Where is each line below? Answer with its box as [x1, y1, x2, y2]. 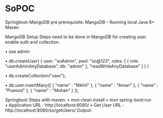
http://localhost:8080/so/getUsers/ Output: [5, 107, 92, 113]
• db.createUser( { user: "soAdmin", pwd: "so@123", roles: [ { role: [5, 58, 139, 64]
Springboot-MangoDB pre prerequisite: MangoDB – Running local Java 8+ [5, 19, 155, 25]
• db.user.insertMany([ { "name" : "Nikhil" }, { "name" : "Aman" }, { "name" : [5, 82, 159, 88]
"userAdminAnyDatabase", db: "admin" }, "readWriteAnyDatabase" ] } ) [5, 63, 149, 69]
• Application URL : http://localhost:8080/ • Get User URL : [5, 102, 124, 108]
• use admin [5, 48, 30, 54]
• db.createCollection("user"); [5, 72, 66, 78]
